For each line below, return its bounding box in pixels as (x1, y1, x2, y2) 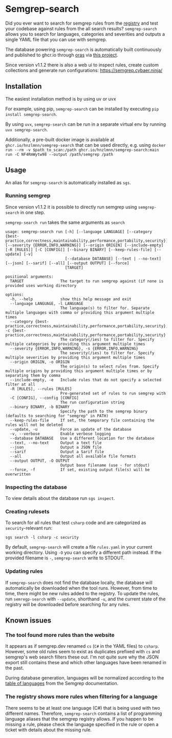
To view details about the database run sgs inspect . (5, 495, 115, 501)
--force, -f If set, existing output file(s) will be (10, 467, 150, 472)
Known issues (5, 616, 52, 625)
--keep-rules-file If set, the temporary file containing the (10, 418, 155, 423)
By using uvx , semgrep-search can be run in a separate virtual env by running (5, 121, 166, 127)
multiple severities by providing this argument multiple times (5, 355, 145, 360)
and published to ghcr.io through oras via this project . (5, 52, 119, 58)
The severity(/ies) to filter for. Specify (60, 350, 155, 356)
